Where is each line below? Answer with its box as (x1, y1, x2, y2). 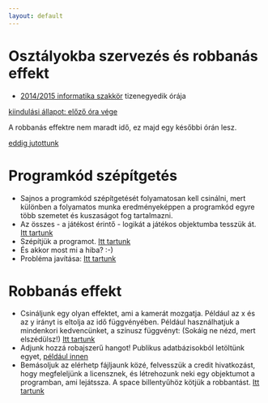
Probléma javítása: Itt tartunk (19, 253, 117, 264)
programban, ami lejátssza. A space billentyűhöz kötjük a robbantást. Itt (19, 378, 260, 388)
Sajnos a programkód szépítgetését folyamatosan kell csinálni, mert (19, 193, 246, 203)
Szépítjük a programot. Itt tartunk (19, 236, 131, 246)
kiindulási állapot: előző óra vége (8, 106, 118, 116)
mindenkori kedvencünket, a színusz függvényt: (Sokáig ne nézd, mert (19, 326, 257, 336)
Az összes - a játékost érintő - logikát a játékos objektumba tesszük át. (19, 219, 257, 229)
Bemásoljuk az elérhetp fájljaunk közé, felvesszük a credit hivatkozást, (19, 360, 256, 370)
